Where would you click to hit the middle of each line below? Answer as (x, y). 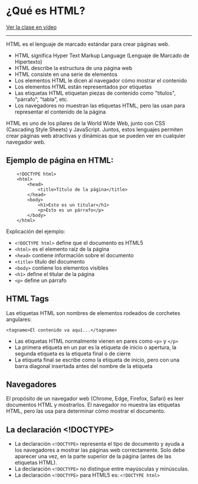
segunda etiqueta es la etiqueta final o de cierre (72, 353)
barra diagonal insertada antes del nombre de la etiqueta (84, 366)
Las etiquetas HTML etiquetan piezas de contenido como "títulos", (95, 93)
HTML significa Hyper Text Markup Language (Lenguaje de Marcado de (102, 55)
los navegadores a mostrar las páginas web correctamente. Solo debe (100, 450)
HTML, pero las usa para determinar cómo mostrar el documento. (86, 411)
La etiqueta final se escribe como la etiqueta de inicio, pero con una (97, 360)
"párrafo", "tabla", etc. (42, 99)
